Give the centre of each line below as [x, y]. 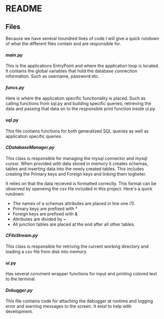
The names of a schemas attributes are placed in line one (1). [74, 203]
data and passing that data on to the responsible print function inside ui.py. [81, 109]
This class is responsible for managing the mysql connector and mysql [77, 158]
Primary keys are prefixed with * [45, 209]
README [24, 9]
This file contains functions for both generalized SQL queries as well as [77, 131]
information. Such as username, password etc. [52, 76]
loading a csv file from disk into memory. [46, 252]
